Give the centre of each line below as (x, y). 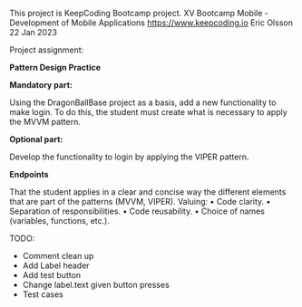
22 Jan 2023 (33, 32)
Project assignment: (47, 50)
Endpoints (29, 174)
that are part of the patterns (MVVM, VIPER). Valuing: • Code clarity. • (140, 201)
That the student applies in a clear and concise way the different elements (148, 192)
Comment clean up (58, 256)
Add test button (52, 275)
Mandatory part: (41, 85)
